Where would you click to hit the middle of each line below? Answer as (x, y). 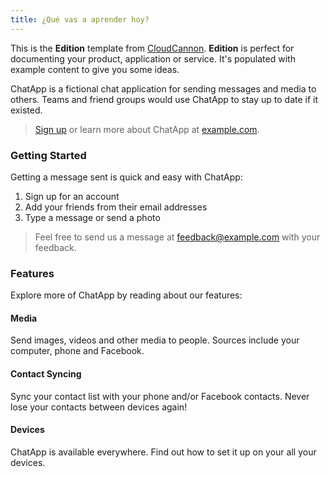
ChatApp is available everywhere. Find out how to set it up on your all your (163, 452)
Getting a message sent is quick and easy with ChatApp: (126, 177)
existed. (26, 110)
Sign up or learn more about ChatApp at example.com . (147, 129)
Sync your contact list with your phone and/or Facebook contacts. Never (160, 396)
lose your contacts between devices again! (99, 407)
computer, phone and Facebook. (77, 351)
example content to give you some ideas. (95, 69)
